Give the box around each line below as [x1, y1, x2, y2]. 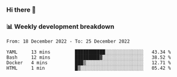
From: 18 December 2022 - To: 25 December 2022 [6, 38, 130, 45]
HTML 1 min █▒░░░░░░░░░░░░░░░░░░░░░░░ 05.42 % [6, 65, 171, 71]
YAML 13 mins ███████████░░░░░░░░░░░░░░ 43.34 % [6, 49, 171, 56]
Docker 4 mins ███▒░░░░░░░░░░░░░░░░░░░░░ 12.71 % [6, 60, 171, 66]
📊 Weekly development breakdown [6, 22, 115, 31]
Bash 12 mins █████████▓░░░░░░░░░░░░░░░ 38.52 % [6, 54, 171, 61]
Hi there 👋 [6, 5, 37, 14]
